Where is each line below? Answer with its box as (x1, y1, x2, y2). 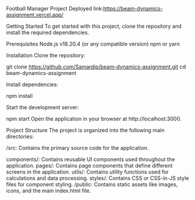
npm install (6, 93, 33, 99)
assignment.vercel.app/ (6, 11, 64, 18)
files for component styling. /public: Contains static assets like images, (6, 181, 178, 188)
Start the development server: (6, 104, 79, 111)
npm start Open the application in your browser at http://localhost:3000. (6, 115, 182, 122)
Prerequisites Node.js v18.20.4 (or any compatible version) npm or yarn (6, 41, 180, 47)
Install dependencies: (6, 81, 58, 88)
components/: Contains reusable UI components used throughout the (6, 156, 175, 163)
